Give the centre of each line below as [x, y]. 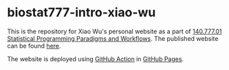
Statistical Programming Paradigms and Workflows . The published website [113, 38]
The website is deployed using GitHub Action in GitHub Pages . [96, 58]
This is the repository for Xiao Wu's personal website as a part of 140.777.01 [115, 31]
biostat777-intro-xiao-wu [81, 13]
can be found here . [34, 46]
